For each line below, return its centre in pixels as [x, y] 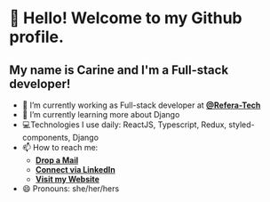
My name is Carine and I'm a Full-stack [119, 70]
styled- [242, 125]
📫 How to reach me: [60, 147]
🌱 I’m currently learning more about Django [101, 114]
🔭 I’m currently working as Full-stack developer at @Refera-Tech [141, 105]
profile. [37, 37]
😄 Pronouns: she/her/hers [71, 189]
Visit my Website [67, 179]
